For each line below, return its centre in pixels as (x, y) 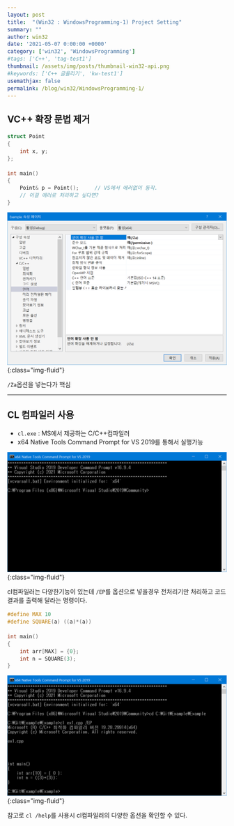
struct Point (26, 137)
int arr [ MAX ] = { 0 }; (49, 651)
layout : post (26, 15)
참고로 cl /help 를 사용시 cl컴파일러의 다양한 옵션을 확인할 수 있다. (97, 815)
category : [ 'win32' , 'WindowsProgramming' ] (71, 52)
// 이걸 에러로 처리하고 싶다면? (60, 195)
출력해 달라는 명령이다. (56, 601)
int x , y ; (34, 151)
